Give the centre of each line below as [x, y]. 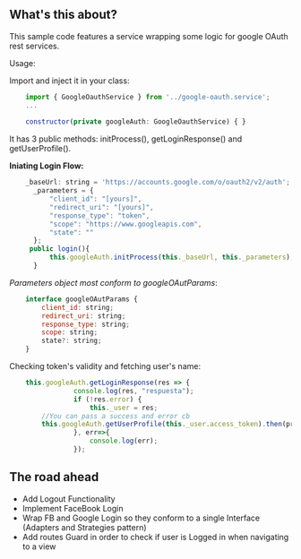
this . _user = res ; [124, 408]
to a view [39, 546]
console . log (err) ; [124, 441]
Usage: [22, 63]
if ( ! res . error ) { [107, 399]
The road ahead [54, 477]
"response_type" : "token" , [99, 215]
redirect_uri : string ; [84, 316]
